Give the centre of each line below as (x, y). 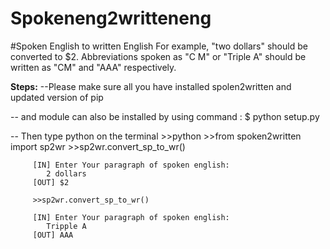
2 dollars (66, 173)
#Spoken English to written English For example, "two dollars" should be (159, 46)
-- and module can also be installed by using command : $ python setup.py (165, 116)
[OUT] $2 (51, 182)
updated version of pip (57, 97)
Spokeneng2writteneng (111, 18)
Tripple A (66, 226)
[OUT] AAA (53, 235)
